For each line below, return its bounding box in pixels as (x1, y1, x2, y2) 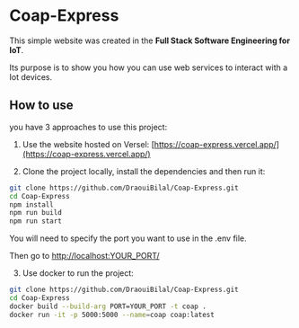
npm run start (9, 217, 63, 226)
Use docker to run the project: (22, 268, 135, 279)
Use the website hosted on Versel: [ (22, 138, 155, 149)
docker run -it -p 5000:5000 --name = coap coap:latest (9, 310, 215, 319)
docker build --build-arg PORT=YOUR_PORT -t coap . (9, 302, 207, 311)
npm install (9, 199, 54, 209)
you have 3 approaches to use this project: (9, 121, 168, 132)
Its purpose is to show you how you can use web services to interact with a (9, 62, 288, 73)
